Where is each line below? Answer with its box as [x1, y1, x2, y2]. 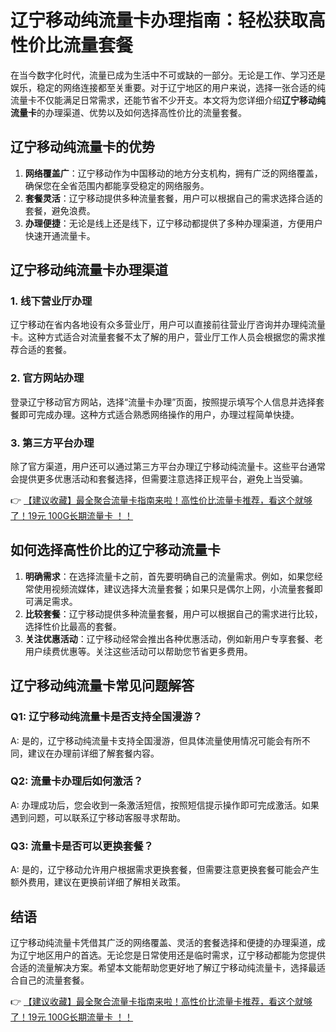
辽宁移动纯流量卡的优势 [10, 139, 155, 156]
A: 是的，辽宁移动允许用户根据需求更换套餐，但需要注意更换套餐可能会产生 [10, 864, 320, 876]
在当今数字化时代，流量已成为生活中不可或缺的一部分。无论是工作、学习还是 [10, 69, 326, 81]
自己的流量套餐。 [18, 974, 90, 986]
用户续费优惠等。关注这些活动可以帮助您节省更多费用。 [24, 645, 253, 657]
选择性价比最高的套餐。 [24, 620, 122, 632]
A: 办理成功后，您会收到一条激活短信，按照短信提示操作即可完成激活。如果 [10, 799, 320, 811]
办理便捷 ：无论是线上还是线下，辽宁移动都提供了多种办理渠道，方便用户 [24, 217, 323, 229]
